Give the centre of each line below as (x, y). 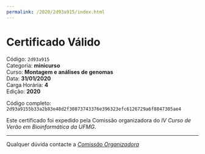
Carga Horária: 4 (27, 85)
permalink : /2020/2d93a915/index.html (56, 12)
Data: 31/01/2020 (29, 78)
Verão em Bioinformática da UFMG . (51, 127)
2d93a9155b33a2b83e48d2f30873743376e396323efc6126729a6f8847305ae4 (94, 109)
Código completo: (29, 103)
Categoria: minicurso (33, 65)
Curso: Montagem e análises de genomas (60, 72)
